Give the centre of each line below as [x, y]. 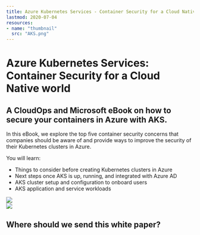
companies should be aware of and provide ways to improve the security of [99, 140]
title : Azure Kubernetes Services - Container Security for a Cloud [93, 12]
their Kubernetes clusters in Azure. [49, 147]
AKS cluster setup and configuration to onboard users [81, 183]
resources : [20, 23]
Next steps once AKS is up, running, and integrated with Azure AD [96, 176]
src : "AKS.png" [30, 34]
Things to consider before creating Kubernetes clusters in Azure [93, 170]
